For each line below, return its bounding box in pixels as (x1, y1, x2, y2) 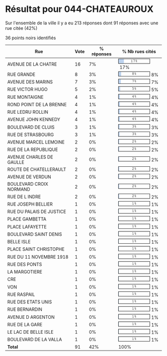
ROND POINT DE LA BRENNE (7, 101, 67, 107)
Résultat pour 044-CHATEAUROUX (5, 3, 154, 15)
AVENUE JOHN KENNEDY (7, 117, 61, 123)
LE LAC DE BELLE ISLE (7, 329, 54, 335)
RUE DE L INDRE (7, 194, 41, 200)
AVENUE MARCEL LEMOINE (7, 139, 65, 145)
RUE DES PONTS (7, 261, 42, 267)
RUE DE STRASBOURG (7, 132, 54, 138)
